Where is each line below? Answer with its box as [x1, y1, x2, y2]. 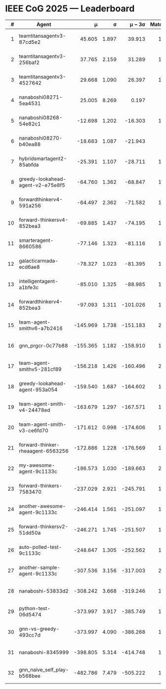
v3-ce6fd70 [19, 427, 48, 434]
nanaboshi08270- [19, 134, 63, 141]
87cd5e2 [19, 38, 41, 45]
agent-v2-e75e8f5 [19, 181, 65, 188]
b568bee [19, 672, 41, 679]
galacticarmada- [19, 257, 58, 264]
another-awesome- [19, 503, 66, 510]
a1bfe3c [19, 284, 39, 290]
